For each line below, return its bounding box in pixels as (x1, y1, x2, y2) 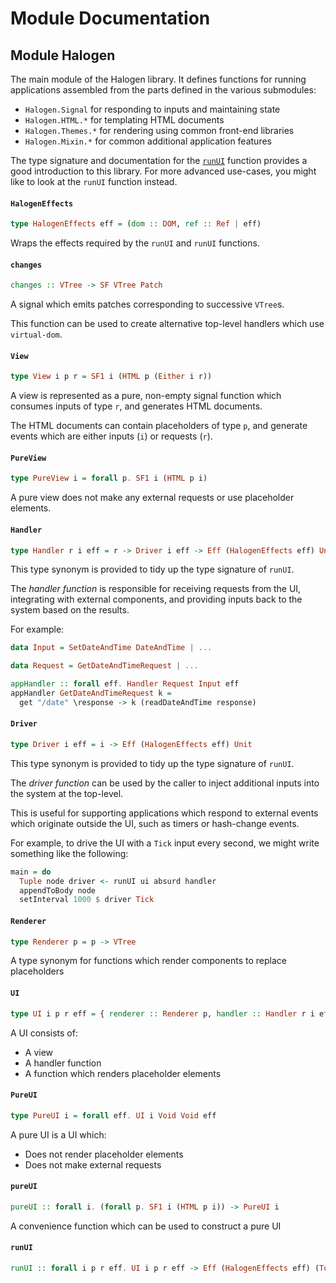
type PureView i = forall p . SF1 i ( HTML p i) (10, 473, 208, 484)
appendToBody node (19, 885, 97, 896)
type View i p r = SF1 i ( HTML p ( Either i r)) (10, 372, 213, 382)
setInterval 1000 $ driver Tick (19, 895, 155, 905)
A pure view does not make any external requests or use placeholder (10, 492, 295, 504)
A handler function (24, 1057, 102, 1069)
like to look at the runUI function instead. (10, 176, 178, 187)
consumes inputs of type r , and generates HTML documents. (10, 400, 263, 412)
